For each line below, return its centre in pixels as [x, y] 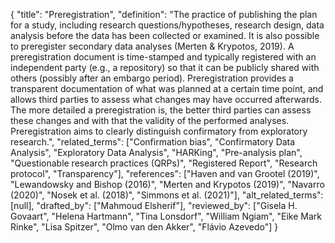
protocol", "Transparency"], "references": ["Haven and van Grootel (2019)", [165, 173]
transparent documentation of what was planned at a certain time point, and [167, 88]
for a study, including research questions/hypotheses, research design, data [167, 25]
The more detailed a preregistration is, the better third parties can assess [161, 110]
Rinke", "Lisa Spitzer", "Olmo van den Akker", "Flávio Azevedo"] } [144, 227]
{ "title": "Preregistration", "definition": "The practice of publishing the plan [164, 14]
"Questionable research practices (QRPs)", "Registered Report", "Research [164, 163]
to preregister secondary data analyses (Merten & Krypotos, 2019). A [152, 46]
